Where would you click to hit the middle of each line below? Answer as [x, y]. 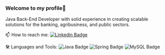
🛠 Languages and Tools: [31, 47]
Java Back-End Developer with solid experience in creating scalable [77, 19]
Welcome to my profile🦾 [36, 8]
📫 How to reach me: [27, 35]
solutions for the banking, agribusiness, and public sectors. [68, 24]
